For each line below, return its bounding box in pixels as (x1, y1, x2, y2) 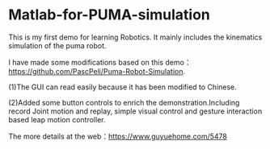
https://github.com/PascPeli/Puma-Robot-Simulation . (8, 66, 186, 76)
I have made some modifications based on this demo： (8, 57, 192, 67)
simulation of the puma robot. (8, 40, 107, 50)
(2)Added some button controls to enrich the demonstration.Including (8, 97, 240, 107)
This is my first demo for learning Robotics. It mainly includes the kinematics (8, 32, 263, 42)
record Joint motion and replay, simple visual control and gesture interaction (8, 106, 263, 116)
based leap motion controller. (8, 114, 106, 124)
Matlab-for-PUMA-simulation (8, 6, 210, 24)
